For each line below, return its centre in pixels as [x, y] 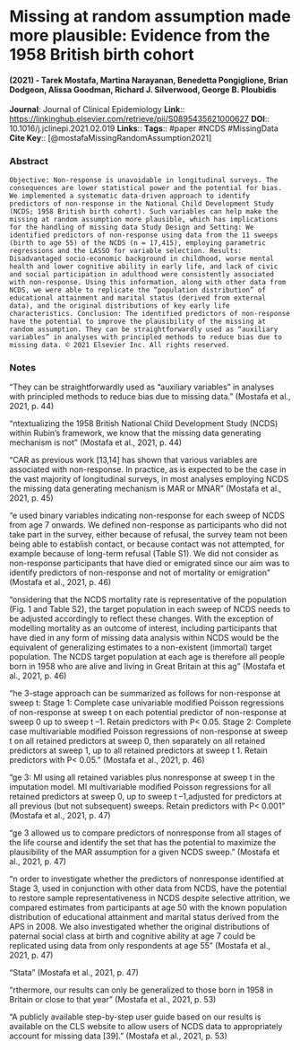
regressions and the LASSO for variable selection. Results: [126, 250]
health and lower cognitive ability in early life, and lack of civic [144, 267]
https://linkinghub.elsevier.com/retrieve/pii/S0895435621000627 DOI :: [140, 119]
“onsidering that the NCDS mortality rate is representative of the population [148, 599]
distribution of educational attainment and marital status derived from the [144, 916]
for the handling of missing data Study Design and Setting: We [132, 227]
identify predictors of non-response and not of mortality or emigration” [140, 573]
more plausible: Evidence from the [140, 35]
